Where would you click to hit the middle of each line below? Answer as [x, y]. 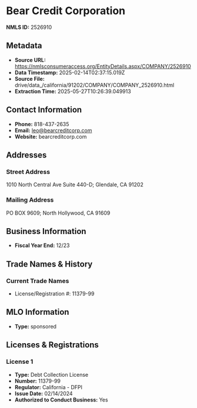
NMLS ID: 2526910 [29, 27]
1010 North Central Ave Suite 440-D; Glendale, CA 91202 [75, 185]
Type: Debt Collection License [51, 374]
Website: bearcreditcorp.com [51, 136]
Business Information [46, 231]
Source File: [30, 78]
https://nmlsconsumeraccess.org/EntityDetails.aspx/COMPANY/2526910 [103, 66]
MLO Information [38, 312]
